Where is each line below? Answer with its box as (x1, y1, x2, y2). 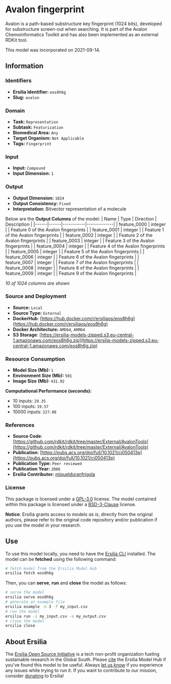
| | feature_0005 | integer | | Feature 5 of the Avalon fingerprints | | (5, 248, 144, 254)
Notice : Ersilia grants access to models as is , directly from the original (5, 511, 153, 517)
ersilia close (5, 623, 36, 629)
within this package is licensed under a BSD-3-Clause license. (5, 501, 136, 507)
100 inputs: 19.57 (12, 404, 49, 410)
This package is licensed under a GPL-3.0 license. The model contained (5, 496, 157, 502)
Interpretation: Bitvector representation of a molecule (12, 206, 127, 212)
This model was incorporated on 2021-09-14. (5, 47, 101, 53)
